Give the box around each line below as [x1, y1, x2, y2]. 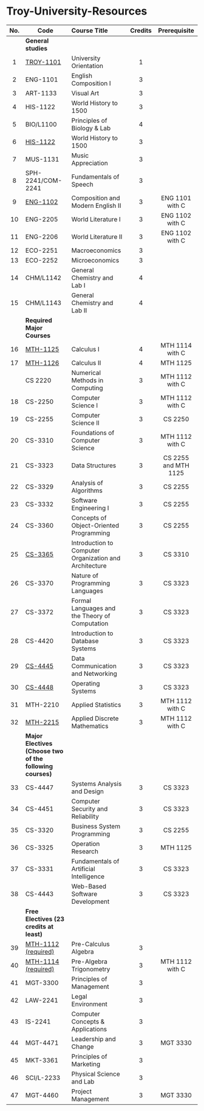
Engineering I [71, 503, 109, 512]
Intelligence [71, 872, 105, 881]
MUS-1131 [25, 155, 59, 163]
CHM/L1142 [25, 273, 62, 282]
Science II [71, 418, 100, 427]
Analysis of [71, 478, 103, 487]
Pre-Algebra [71, 957, 108, 966]
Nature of [71, 571, 99, 580]
